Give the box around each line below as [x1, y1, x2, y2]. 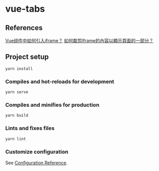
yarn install [5, 66, 33, 71]
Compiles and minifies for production [5, 102, 99, 109]
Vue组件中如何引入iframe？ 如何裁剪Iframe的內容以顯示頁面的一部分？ [5, 38, 154, 43]
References [5, 23, 43, 32]
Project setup [5, 53, 49, 61]
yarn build [5, 113, 29, 118]
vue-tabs [5, 3, 45, 15]
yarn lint [5, 136, 26, 141]
